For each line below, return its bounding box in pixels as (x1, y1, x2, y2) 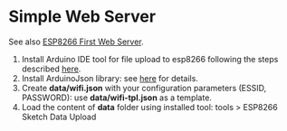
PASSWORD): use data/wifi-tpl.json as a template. (21, 92, 212, 103)
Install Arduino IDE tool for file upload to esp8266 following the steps (21, 53, 279, 64)
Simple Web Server (8, 6, 156, 27)
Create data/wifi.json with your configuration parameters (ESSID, (21, 82, 267, 93)
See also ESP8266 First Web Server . (8, 36, 144, 47)
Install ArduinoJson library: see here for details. (21, 72, 198, 83)
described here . (21, 63, 81, 74)
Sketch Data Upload (21, 111, 97, 122)
